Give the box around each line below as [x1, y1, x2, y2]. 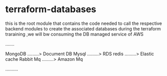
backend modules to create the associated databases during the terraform [5, 25, 161, 31]
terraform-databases [5, 4, 96, 15]
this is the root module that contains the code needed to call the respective [5, 20, 162, 26]
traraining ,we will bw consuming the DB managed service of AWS [5, 31, 144, 37]
